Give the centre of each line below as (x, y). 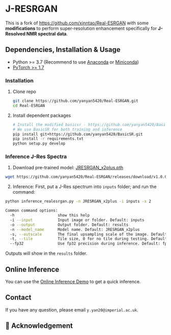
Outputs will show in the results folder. (46, 253)
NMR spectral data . (47, 34)
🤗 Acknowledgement (39, 326)
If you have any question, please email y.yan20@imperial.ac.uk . (72, 310)
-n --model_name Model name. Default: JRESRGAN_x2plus (75, 229)
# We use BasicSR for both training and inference (67, 129)
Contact (18, 298)
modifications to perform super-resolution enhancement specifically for (81, 28)
